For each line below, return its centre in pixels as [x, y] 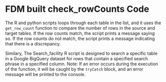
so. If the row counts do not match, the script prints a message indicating [80, 39]
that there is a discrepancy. [33, 43]
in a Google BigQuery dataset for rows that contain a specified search [77, 58]
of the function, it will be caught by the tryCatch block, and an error [74, 69]
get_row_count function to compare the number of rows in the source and [80, 28]
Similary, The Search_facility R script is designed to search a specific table [81, 53]
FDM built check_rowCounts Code [77, 9]
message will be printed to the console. [45, 74]
